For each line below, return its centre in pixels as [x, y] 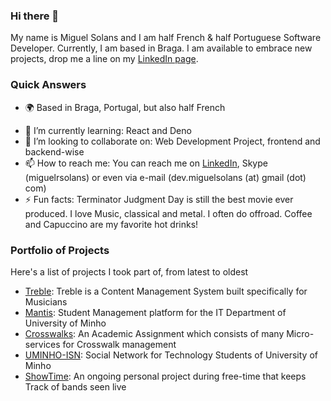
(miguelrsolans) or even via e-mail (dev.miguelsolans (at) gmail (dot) [165, 177]
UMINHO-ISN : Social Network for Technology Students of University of [171, 355]
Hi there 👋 [35, 16]
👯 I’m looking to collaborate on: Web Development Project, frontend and [172, 141]
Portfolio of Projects [60, 250]
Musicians [46, 301]
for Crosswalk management [119, 344]
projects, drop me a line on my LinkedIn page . [104, 59]
